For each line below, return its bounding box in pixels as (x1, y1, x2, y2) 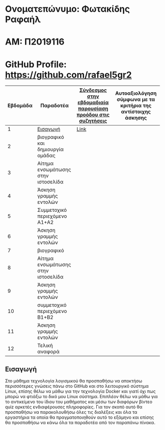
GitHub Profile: (5, 59, 67, 70)
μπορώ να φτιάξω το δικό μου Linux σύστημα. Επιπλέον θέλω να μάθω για (5, 394, 158, 400)
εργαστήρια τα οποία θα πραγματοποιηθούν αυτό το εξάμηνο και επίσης (5, 414, 154, 420)
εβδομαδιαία (77, 99, 109, 106)
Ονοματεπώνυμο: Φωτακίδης (5, 3, 130, 15)
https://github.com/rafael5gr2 (5, 69, 132, 80)
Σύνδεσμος (79, 87, 107, 94)
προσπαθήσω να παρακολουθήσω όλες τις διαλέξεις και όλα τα (5, 409, 137, 415)
